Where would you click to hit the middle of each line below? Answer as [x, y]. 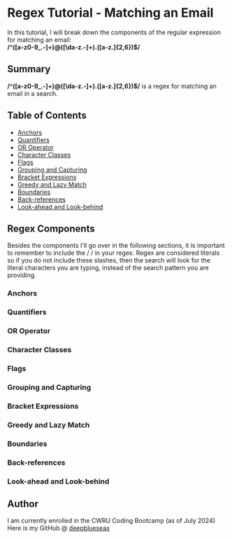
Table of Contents [47, 116]
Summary [29, 69]
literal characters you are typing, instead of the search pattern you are [108, 268]
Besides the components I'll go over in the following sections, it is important [116, 246]
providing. [22, 275]
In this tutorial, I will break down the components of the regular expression [114, 32]
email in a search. [32, 93]
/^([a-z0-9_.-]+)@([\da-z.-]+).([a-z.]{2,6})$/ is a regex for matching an [112, 86]
